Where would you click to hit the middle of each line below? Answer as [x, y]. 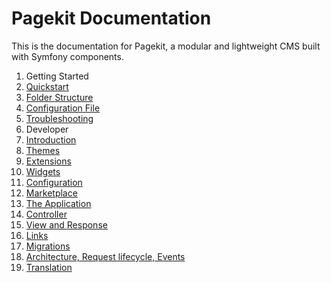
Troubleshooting [59, 118]
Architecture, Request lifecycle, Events [105, 256]
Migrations [48, 246]
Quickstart [47, 86]
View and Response [66, 224]
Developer [47, 129]
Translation [49, 267]
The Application [58, 203]
